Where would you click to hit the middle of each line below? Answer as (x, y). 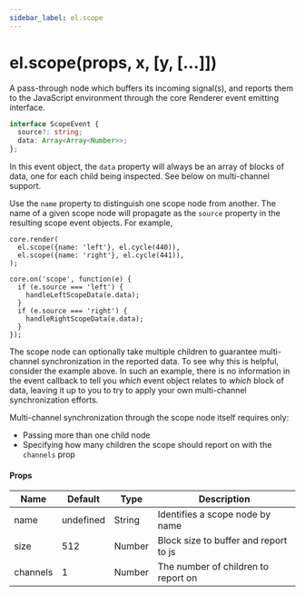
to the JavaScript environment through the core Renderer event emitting (144, 97)
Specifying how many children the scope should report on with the (147, 445)
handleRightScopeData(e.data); (85, 319)
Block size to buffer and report (222, 541)
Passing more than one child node (87, 435)
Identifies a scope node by (214, 514)
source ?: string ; (50, 133)
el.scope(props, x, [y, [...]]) (113, 62)
